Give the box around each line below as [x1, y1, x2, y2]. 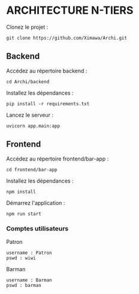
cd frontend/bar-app [6, 166, 58, 172]
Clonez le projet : [6, 23, 49, 31]
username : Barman [6, 277, 52, 283]
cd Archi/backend [6, 78, 50, 84]
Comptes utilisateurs [6, 225, 69, 233]
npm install [6, 189, 36, 195]
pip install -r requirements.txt [6, 101, 90, 107]
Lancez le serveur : [6, 111, 54, 119]
